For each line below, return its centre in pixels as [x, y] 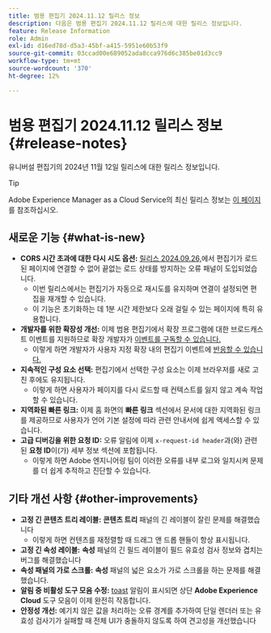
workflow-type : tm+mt [45, 61]
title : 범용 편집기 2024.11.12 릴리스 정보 [74, 16]
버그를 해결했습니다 [51, 560]
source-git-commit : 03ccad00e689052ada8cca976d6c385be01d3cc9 [115, 53]
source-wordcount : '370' [50, 69]
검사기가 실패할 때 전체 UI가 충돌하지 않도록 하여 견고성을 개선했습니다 [146, 621]
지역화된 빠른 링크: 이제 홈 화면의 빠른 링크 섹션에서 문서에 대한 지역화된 [133, 410]
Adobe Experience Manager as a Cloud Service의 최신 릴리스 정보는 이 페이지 [135, 200]
